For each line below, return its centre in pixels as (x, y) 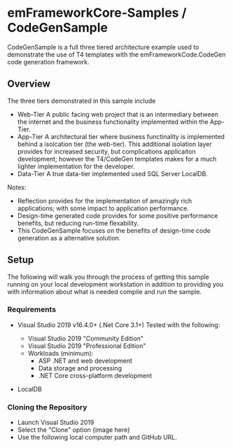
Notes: (17, 187)
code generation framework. (48, 62)
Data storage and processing (80, 368)
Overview (29, 84)
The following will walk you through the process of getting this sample (108, 277)
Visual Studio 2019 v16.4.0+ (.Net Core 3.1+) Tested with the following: (119, 325)
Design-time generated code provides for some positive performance (118, 215)
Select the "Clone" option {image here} (74, 430)
